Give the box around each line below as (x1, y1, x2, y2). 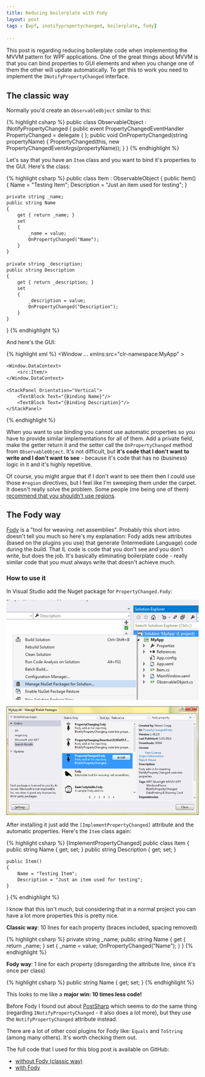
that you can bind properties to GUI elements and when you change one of (6, 60, 194, 67)
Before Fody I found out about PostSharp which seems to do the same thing (6, 1002, 197, 1010)
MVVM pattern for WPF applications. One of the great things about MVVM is (6, 53, 198, 61)
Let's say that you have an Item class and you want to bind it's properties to (6, 156, 196, 164)
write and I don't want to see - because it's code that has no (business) (6, 454, 187, 461)
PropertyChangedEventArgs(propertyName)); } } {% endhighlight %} (6, 144, 180, 152)
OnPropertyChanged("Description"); (28, 304, 119, 310)
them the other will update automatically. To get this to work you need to (6, 66, 189, 73)
